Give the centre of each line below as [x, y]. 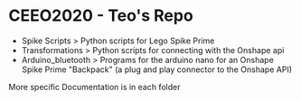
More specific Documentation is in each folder [95, 87]
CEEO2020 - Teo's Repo [101, 16]
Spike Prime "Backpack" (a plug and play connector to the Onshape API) [157, 69]
